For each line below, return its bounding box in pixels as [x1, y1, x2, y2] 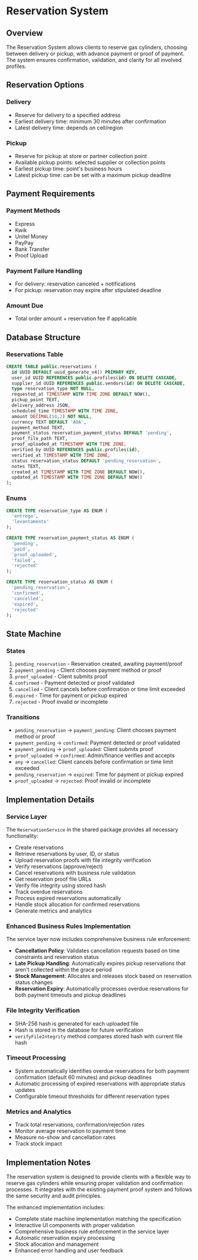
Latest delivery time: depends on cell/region [14, 124, 123, 131]
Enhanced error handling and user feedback [14, 1247, 124, 1254]
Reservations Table [6, 350, 64, 358]
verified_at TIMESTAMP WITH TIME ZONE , [11, 452, 111, 458]
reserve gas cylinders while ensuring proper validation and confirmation [6, 1179, 183, 1187]
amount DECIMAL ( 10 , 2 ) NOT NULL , [11, 413, 92, 420]
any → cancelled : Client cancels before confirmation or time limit [14, 758, 174, 765]
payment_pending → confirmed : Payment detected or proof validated [14, 739, 181, 746]
